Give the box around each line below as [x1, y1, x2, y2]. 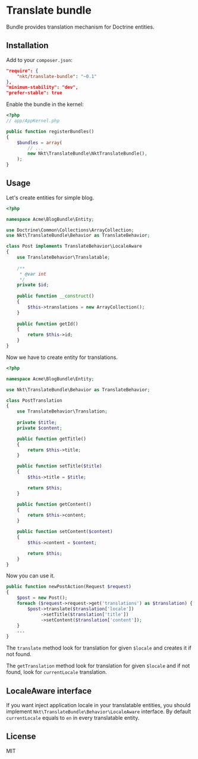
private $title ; [17, 420, 58, 426]
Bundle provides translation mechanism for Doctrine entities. [6, 23, 155, 30]
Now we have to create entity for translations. [6, 354, 118, 361]
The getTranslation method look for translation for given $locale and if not [6, 662, 190, 670]
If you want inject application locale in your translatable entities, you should [6, 702, 191, 708]
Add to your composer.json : [6, 56, 73, 63]
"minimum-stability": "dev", [6, 85, 78, 90]
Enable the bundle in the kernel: [6, 101, 84, 108]
